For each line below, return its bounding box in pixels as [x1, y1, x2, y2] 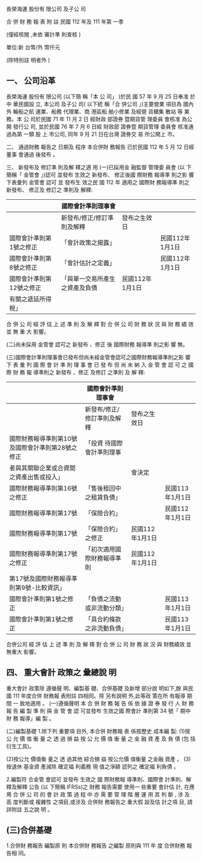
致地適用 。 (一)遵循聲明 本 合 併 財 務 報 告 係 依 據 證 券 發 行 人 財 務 [19, 699, 194, 707]
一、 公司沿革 [6, 76, 56, 86]
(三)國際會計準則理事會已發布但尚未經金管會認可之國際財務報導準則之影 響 [6, 353, 191, 361]
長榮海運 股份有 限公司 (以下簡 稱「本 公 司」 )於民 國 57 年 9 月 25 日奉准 [6, 93, 189, 100]
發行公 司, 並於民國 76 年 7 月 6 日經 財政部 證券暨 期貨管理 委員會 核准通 [13, 123, 194, 130]
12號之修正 [9, 284, 41, 292]
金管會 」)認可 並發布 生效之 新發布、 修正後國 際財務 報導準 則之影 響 [23, 171, 194, 178]
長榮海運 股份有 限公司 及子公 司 [6, 5, 86, 12]
